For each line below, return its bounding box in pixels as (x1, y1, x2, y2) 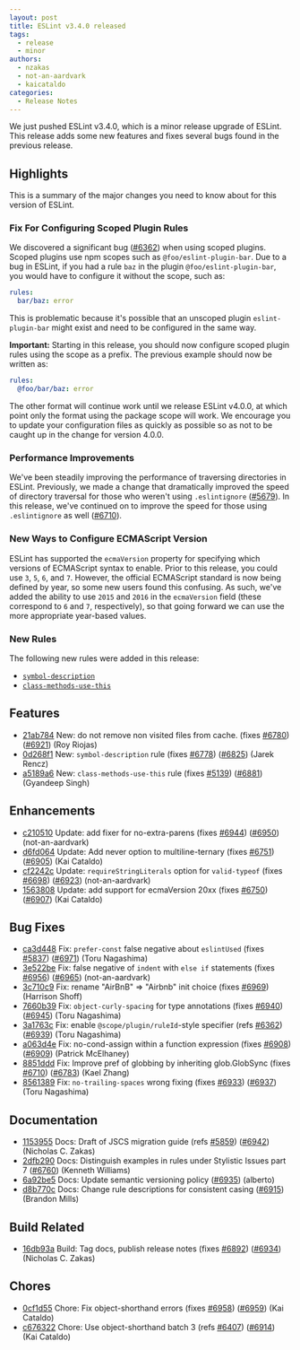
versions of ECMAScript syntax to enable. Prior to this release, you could (9, 562, 278, 573)
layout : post (9, 13, 58, 22)
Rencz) (21, 758, 49, 769)
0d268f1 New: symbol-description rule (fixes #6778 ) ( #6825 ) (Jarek (21, 748, 275, 759)
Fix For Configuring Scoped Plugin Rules (9, 222, 189, 234)
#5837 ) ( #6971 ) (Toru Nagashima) (21, 953, 149, 964)
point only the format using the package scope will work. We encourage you (9, 410, 291, 421)
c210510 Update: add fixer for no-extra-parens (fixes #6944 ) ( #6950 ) (21, 827, 280, 838)
